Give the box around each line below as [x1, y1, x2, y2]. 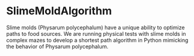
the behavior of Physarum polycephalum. [6, 43, 108, 50]
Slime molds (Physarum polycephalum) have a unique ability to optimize [6, 24, 185, 31]
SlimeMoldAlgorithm [6, 4, 113, 18]
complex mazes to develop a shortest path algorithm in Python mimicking [6, 36, 189, 43]
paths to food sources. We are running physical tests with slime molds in [6, 30, 186, 37]
